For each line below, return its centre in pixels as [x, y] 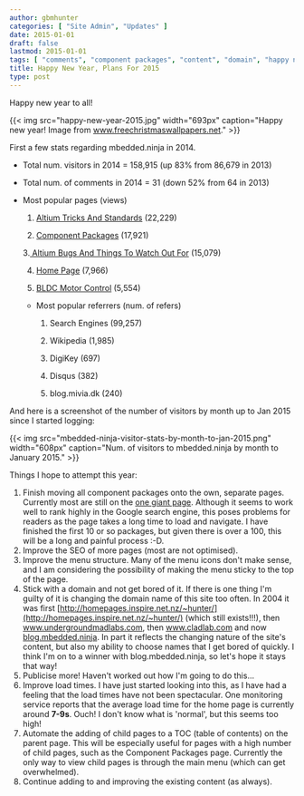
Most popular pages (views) [75, 199]
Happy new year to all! [51, 102]
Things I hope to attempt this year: [73, 475]
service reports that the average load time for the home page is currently [158, 704]
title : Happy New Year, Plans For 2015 [85, 69]
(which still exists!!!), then [233, 617]
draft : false [34, 43]
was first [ [41, 607]
